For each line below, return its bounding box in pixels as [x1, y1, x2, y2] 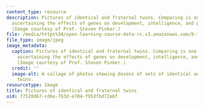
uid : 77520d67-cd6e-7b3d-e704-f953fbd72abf [6, 93, 118, 99]
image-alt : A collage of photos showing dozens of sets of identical [12, 71, 191, 77]
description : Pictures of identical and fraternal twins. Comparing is [6, 15, 191, 21]
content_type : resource [6, 8, 67, 15]
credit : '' [12, 65, 39, 71]
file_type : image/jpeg [6, 37, 64, 43]
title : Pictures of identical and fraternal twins [6, 88, 137, 94]
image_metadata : [6, 43, 47, 49]
